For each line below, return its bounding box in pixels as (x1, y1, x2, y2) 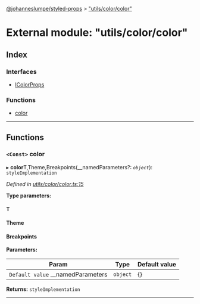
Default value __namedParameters (9, 271, 108, 279)
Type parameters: (6, 192, 52, 199)
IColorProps (14, 80, 45, 88)
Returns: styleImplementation (6, 286, 80, 293)
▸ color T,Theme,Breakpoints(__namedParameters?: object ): (6, 163, 153, 170)
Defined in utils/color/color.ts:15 (6, 180, 84, 187)
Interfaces (6, 67, 37, 76)
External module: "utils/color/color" (6, 26, 188, 39)
